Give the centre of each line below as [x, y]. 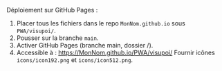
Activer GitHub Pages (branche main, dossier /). [85, 45]
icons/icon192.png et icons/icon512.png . [74, 60]
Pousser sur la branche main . [57, 38]
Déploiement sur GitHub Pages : [52, 10]
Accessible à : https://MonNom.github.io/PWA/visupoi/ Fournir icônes [115, 52]
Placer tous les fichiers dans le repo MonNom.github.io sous [101, 23]
